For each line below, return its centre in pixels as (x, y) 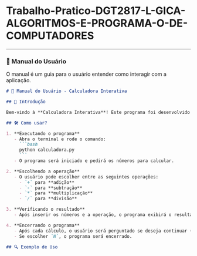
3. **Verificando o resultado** (45, 210)
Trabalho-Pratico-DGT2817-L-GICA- (96, 11)
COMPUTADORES (50, 36)
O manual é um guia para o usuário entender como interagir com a (86, 74)
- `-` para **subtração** (51, 188)
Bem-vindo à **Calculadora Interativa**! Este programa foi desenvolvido (98, 112)
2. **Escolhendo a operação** (43, 171)
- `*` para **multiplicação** (56, 193)
